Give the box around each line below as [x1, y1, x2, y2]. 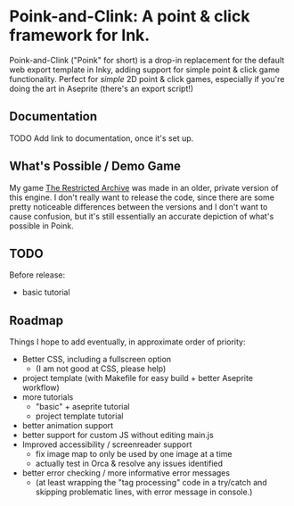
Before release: [9, 270, 65, 280]
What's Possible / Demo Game [9, 159, 181, 174]
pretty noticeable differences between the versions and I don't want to [9, 201, 268, 212]
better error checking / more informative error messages [21, 468, 230, 478]
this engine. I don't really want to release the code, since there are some [9, 192, 274, 203]
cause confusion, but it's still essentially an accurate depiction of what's [9, 211, 274, 221]
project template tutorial [35, 411, 124, 421]
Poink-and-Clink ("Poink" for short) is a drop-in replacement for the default [9, 54, 285, 65]
